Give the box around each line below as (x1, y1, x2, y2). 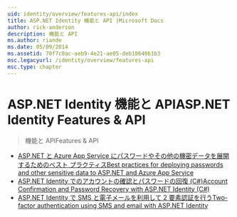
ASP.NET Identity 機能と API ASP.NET (7, 96, 231, 112)
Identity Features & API (7, 112, 146, 128)
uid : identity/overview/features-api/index (7, 10, 139, 18)
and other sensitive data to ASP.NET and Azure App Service (17, 168, 194, 176)
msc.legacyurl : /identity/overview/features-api (7, 57, 154, 64)
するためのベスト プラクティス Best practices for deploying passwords (17, 160, 223, 169)
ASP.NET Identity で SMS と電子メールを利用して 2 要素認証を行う (17, 193, 213, 201)
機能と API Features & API (24, 136, 99, 144)
